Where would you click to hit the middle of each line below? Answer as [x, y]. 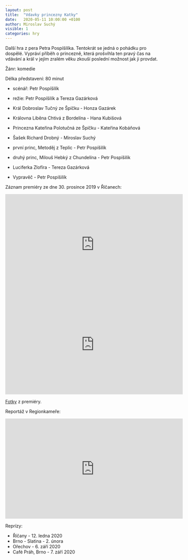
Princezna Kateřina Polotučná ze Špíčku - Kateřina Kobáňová [76, 128]
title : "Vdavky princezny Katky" [42, 15]
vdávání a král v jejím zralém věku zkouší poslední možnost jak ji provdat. [82, 59]
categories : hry [22, 34]
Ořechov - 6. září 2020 [36, 547]
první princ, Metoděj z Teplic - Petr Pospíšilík [59, 148]
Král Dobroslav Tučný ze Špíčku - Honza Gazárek [64, 108]
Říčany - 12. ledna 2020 [37, 536]
